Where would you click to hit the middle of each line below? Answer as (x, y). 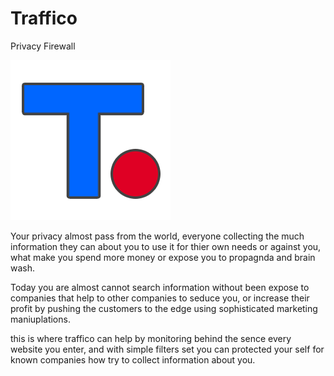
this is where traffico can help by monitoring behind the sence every (151, 338)
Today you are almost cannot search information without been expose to (160, 287)
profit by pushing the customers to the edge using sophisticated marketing (164, 308)
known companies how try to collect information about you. (133, 359)
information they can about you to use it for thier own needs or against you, (166, 246)
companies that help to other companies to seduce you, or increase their (160, 298)
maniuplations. (40, 319)
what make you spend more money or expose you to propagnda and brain (163, 257)
